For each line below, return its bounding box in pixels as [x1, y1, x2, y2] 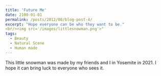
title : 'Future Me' [5, 7, 47, 13]
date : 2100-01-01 [5, 12, 42, 17]
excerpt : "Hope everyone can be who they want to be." [5, 21, 125, 27]
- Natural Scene [10, 41, 44, 46]
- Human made [10, 45, 38, 50]
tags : [5, 31, 17, 36]
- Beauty [10, 36, 29, 41]
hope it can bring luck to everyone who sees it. [5, 65, 104, 71]
